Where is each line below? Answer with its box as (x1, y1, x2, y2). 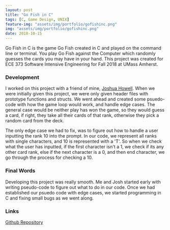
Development (5, 74, 40, 81)
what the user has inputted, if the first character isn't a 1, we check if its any (5, 144, 164, 150)
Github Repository (5, 219, 43, 225)
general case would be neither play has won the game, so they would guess (5, 107, 164, 113)
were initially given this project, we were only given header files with (5, 91, 149, 97)
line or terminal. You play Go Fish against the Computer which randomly (5, 50, 156, 56)
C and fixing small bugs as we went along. (5, 195, 94, 201)
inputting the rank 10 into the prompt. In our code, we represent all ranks (5, 133, 157, 139)
